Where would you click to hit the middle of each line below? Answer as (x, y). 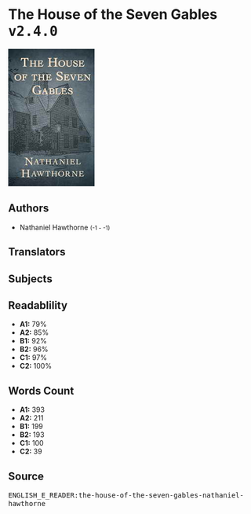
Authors (29, 209)
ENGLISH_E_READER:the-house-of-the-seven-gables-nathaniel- (126, 495)
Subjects (30, 279)
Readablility (38, 305)
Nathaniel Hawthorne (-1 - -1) (65, 227)
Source (26, 476)
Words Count (41, 391)
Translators (37, 252)
